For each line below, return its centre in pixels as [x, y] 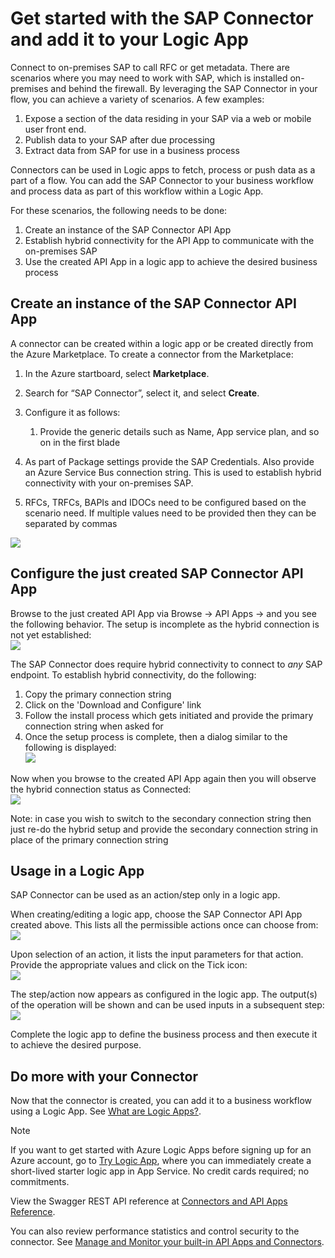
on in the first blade [80, 442]
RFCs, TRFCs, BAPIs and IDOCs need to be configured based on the [165, 502]
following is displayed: [70, 747]
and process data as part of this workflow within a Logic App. [137, 191]
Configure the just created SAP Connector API [157, 573]
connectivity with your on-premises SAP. [109, 483]
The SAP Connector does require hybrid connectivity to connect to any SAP [166, 664]
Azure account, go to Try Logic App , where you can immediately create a [161, 1161]
